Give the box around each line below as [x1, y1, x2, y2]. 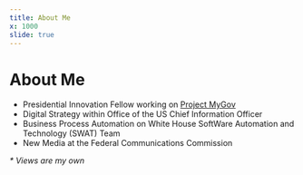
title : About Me [9, 13, 71, 23]
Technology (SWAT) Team [22, 128, 121, 139]
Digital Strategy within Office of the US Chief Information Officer [22, 109, 263, 120]
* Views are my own [9, 155, 84, 166]
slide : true [9, 30, 54, 39]
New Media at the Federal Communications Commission [22, 138, 233, 149]
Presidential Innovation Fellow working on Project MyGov [22, 99, 236, 110]
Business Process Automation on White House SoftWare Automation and [22, 119, 295, 130]
